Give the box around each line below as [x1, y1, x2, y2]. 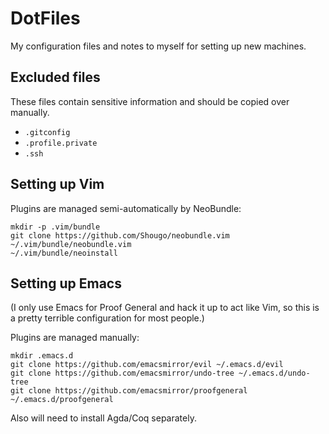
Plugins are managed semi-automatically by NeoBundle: [10, 202, 242, 214]
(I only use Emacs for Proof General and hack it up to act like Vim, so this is [10, 302, 320, 314]
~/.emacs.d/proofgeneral [10, 395, 114, 405]
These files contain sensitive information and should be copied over [10, 95, 290, 107]
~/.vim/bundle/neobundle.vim [10, 239, 132, 249]
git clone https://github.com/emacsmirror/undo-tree [10, 368, 235, 379]
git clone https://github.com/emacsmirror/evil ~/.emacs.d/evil [10, 360, 284, 370]
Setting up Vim [10, 176, 105, 193]
